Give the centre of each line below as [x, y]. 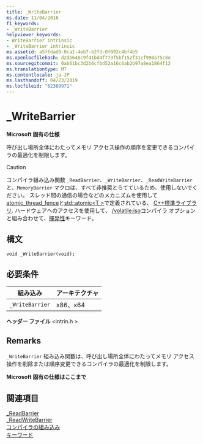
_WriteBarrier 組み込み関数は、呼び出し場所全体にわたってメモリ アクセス [100, 356]
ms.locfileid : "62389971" [39, 86]
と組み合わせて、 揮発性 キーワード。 [52, 218]
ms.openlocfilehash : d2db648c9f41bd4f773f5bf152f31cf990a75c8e [89, 58]
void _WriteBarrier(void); [41, 254]
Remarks [24, 341]
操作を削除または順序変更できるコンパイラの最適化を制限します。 [89, 364]
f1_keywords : [23, 23]
